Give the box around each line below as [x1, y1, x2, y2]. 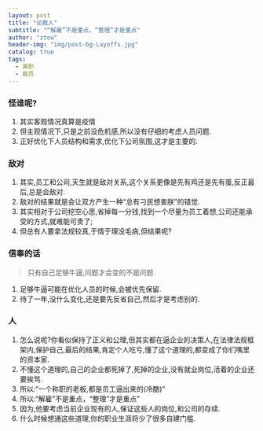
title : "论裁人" [8, 19, 58, 27]
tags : [8, 56, 26, 64]
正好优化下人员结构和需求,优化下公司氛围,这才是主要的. [19, 136, 198, 146]
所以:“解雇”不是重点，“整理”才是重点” [19, 394, 141, 403]
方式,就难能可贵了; [33, 217, 93, 227]
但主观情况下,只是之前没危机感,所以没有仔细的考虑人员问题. [19, 127, 212, 136]
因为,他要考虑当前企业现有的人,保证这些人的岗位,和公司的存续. [19, 403, 221, 413]
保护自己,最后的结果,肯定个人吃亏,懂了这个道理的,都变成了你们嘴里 [35, 344, 250, 354]
